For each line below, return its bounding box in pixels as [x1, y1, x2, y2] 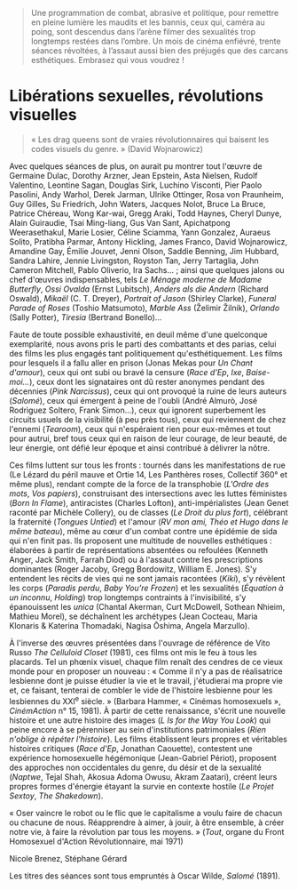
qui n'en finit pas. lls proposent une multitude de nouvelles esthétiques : [9, 535, 272, 546]
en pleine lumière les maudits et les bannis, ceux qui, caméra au [30, 17, 265, 28]
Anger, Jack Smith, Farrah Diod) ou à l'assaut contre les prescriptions [9, 554, 263, 565]
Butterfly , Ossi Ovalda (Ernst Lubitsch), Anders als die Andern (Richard [9, 284, 269, 294]
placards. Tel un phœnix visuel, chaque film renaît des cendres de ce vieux [9, 656, 284, 667]
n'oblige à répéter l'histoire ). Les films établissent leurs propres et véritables [9, 734, 288, 744]
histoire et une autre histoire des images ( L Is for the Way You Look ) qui [9, 715, 271, 726]
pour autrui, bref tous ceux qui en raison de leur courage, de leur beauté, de [9, 433, 287, 444]
